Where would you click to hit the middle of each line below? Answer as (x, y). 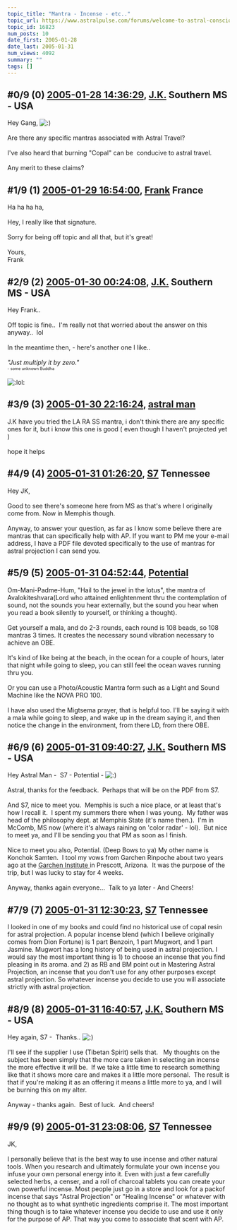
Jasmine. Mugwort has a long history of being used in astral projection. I (113, 950)
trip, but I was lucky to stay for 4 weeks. (66, 873)
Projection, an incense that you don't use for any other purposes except (112, 972)
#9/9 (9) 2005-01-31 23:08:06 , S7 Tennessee (110, 1127)
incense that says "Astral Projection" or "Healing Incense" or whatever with (116, 1196)
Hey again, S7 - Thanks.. (44, 1037)
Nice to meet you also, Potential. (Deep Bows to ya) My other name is (108, 850)
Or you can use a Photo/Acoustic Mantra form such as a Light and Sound (114, 687)
